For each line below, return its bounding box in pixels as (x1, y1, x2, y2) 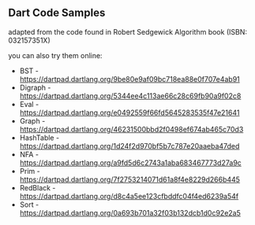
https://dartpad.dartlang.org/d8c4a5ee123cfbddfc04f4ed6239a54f (19, 191, 239, 201)
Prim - (19, 166, 41, 175)
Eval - (19, 99, 39, 109)
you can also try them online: (8, 50, 103, 60)
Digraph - (19, 83, 51, 92)
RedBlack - (19, 183, 56, 192)
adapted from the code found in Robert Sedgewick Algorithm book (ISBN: (8, 27, 247, 36)
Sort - (19, 200, 39, 209)
